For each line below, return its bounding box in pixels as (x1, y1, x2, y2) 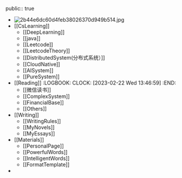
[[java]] (22, 35, 41, 41)
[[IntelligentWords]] (22, 155, 70, 162)
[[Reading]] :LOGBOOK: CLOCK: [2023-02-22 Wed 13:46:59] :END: (13, 79, 177, 86)
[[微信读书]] (22, 86, 51, 93)
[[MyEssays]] (22, 130, 55, 137)
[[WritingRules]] (22, 118, 61, 124)
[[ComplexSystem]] (22, 93, 70, 100)
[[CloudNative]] (22, 61, 60, 68)
